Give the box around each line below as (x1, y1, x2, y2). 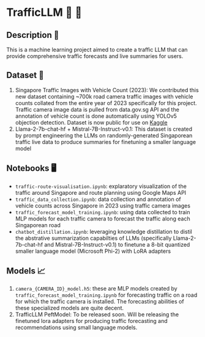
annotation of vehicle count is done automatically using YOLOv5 (15, 112, 177, 120)
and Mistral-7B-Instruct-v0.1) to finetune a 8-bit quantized (44, 241, 190, 248)
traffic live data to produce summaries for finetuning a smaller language (15, 138, 196, 145)
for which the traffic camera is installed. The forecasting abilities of (15, 298, 185, 305)
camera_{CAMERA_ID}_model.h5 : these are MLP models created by (15, 285, 177, 292)
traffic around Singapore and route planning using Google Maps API (15, 189, 187, 196)
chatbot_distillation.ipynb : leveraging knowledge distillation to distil (15, 228, 193, 235)
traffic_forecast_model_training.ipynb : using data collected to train (15, 208, 190, 216)
